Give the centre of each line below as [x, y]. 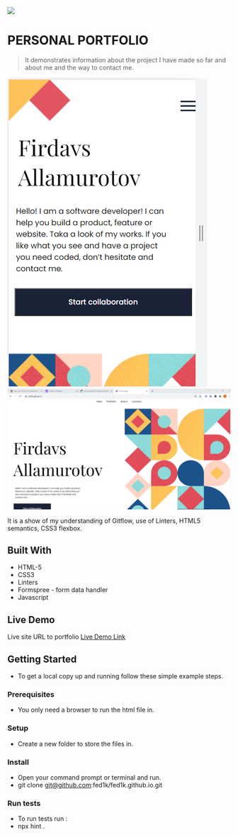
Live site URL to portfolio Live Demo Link [67, 637]
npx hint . [31, 826]
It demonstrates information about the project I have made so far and [125, 59]
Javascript [33, 598]
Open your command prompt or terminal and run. [89, 777]
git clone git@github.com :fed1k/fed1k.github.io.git [90, 785]
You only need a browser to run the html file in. [86, 710]
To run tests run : [42, 819]
